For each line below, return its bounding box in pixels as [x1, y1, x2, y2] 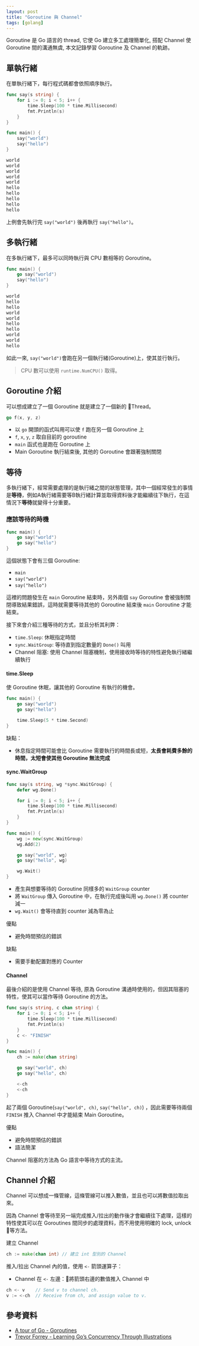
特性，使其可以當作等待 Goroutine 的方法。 [6, 993, 111, 1000]
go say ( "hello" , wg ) [17, 858, 68, 864]
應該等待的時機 [6, 515, 49, 523]
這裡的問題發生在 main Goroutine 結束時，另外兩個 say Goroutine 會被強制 [6, 594, 185, 601]
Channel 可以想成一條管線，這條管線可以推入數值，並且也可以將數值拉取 [6, 1192, 184, 1199]
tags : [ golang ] [6, 20, 44, 25]
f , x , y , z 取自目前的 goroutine [14, 433, 87, 440]
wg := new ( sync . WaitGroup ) [17, 836, 84, 842]
